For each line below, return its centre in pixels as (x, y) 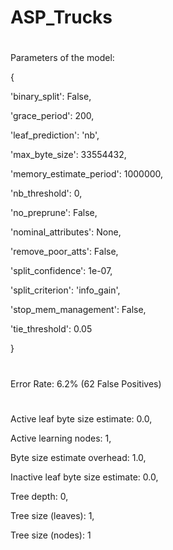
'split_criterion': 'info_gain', (65, 290)
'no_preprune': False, (54, 213)
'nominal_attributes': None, (66, 232)
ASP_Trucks (61, 17)
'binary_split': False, (51, 97)
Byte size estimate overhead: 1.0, (78, 457)
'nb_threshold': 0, (46, 193)
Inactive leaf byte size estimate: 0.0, (84, 477)
